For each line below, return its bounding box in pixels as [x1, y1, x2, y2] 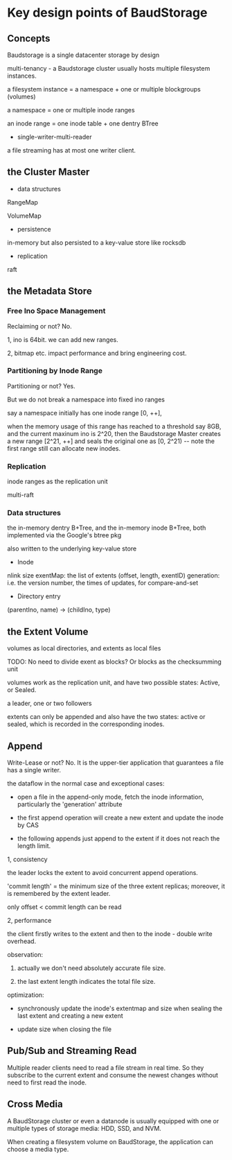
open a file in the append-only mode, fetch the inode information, [17, 793, 204, 802]
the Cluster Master [7, 166, 90, 178]
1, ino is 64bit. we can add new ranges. [7, 335, 119, 344]
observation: [7, 951, 44, 959]
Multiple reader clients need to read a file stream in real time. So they [7, 1063, 204, 1072]
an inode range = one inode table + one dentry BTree [7, 119, 159, 128]
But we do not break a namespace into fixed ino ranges [7, 395, 165, 404]
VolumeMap [7, 211, 42, 220]
